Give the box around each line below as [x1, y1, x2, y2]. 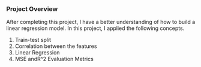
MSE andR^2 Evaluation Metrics [14, 56, 94, 63]
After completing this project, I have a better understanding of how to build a [6, 19, 196, 26]
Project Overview [6, 5, 58, 13]
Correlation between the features [14, 42, 97, 50]
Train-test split [14, 36, 52, 44]
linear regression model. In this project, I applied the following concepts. [6, 25, 185, 32]
